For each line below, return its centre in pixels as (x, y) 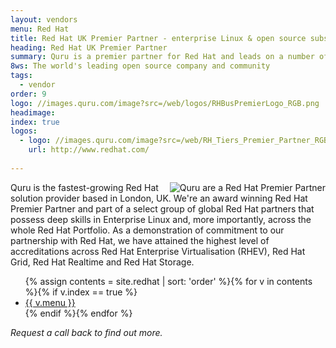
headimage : (33, 112)
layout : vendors (44, 19)
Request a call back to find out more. (86, 332)
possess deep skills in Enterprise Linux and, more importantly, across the (161, 219)
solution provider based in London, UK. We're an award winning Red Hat (159, 198)
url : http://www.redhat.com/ (89, 150)
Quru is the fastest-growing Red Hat (84, 187)
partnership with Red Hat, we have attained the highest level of (140, 240)
